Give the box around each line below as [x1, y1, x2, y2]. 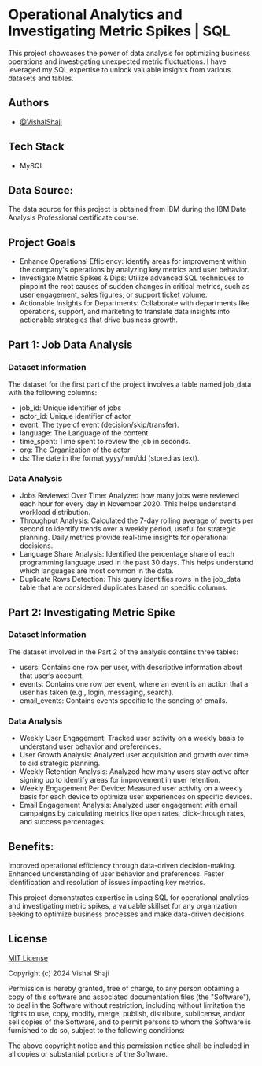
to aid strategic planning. [19, 758, 101, 768]
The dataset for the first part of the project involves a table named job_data [8, 379, 252, 389]
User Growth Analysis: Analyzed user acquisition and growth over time [19, 750, 249, 760]
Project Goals [8, 235, 76, 249]
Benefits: [8, 840, 54, 853]
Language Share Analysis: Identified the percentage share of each [19, 550, 234, 559]
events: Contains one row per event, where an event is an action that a [19, 679, 249, 688]
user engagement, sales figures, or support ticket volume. [19, 290, 208, 300]
